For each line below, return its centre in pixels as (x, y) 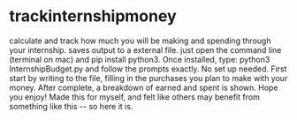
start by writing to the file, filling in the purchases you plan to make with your (148, 78)
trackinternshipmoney (93, 16)
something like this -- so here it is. (71, 106)
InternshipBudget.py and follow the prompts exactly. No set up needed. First (148, 69)
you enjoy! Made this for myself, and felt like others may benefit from (135, 97)
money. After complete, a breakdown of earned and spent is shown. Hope (144, 87)
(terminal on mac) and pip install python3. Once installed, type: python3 (140, 59)
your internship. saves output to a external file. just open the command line (145, 49)
